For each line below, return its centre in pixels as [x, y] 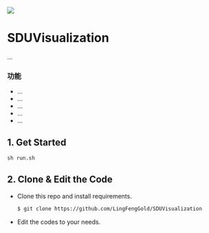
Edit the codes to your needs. [59, 222]
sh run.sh [21, 158]
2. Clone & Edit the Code [60, 180]
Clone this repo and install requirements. [74, 196]
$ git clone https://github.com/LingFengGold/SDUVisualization [110, 209]
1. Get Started [37, 142]
